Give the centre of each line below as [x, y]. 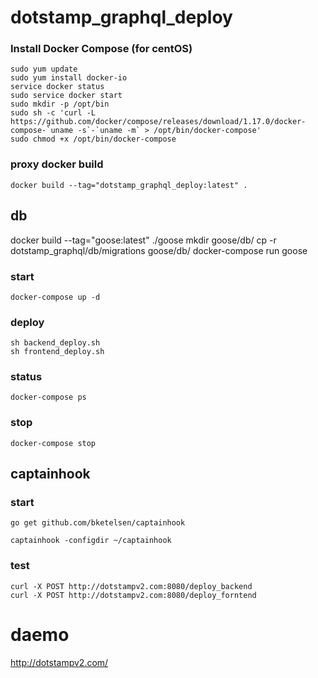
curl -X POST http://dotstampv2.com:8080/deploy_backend [131, 586]
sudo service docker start [66, 96]
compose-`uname [42, 131]
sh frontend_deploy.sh [57, 352]
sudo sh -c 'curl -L [53, 113]
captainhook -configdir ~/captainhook [91, 541]
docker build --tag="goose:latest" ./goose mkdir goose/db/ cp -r [143, 240]
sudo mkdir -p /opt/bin [60, 104]
